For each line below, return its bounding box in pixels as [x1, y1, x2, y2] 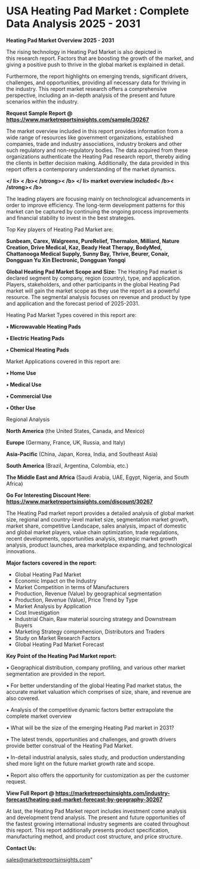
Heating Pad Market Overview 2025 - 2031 [6, 36, 115, 44]
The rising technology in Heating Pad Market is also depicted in [6, 48, 162, 55]
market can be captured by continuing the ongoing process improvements [6, 208, 189, 215]
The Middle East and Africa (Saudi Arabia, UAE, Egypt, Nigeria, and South [6, 474, 189, 481]
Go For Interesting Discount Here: [6, 492, 91, 499]
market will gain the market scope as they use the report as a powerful [6, 287, 180, 294]
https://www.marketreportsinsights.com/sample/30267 [6, 115, 149, 123]
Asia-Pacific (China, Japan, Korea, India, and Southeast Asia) [6, 450, 158, 458]
